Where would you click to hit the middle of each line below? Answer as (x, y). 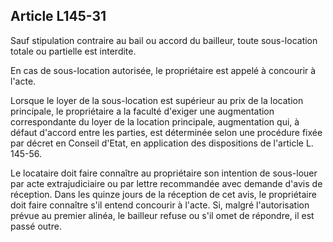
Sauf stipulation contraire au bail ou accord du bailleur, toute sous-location (164, 40)
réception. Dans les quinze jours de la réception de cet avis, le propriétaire (163, 194)
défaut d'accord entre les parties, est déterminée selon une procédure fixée (166, 132)
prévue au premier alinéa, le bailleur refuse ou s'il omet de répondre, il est (162, 215)
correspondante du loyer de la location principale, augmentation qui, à (155, 121)
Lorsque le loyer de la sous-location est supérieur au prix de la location (157, 100)
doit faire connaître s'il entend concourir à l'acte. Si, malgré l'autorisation (160, 205)
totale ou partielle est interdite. (73, 51)
